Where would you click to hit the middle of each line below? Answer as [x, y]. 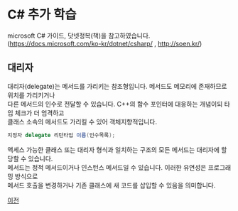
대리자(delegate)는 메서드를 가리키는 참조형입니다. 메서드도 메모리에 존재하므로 [117, 86]
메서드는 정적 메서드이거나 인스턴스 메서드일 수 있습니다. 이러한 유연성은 [107, 167]
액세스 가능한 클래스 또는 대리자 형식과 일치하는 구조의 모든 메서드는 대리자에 [114, 149]
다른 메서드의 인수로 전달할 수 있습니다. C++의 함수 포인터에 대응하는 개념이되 [115, 104]
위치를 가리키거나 [31, 95]
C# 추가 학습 [42, 15]
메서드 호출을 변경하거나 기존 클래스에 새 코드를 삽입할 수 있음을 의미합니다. [112, 185]
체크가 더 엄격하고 [39, 113]
